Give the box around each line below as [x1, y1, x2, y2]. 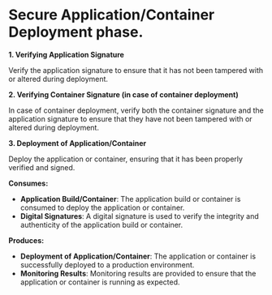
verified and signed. [8, 162, 76, 172]
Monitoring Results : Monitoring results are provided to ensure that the [19, 268, 257, 278]
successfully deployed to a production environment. [19, 259, 195, 269]
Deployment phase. [8, 23, 144, 41]
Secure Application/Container [8, 6, 215, 24]
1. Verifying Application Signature [8, 49, 124, 59]
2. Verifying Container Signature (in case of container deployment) [8, 89, 239, 99]
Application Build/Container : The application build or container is [19, 194, 241, 203]
